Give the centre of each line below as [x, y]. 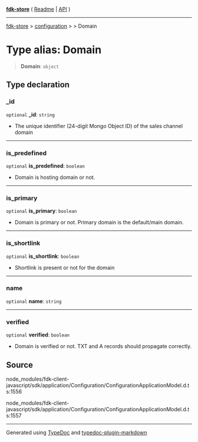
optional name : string [34, 301]
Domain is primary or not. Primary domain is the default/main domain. [99, 222]
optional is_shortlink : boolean [43, 256]
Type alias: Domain [54, 50]
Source [20, 365]
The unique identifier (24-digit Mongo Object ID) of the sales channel [99, 126]
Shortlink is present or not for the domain [65, 267]
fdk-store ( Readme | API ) [38, 9]
